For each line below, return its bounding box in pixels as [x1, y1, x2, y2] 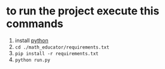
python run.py [14, 57, 50, 63]
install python [14, 37, 49, 44]
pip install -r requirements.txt [14, 50, 99, 56]
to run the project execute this [6, 4, 160, 18]
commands [6, 17, 64, 31]
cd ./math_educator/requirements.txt [14, 44, 110, 50]
